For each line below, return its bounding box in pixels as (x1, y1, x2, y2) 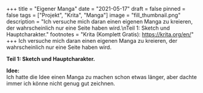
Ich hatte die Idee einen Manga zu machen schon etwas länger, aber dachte (6, 74, 197, 80)
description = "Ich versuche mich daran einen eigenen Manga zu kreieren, (6, 18, 193, 25)
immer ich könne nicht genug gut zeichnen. (6, 80, 116, 87)
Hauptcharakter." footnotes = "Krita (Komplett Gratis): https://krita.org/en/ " (6, 31, 194, 38)
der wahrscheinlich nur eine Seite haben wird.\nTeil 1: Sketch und (6, 24, 170, 31)
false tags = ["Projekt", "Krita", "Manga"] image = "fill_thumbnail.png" (6, 11, 181, 19)
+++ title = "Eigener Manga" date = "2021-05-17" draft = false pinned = (6, 5, 186, 12)
